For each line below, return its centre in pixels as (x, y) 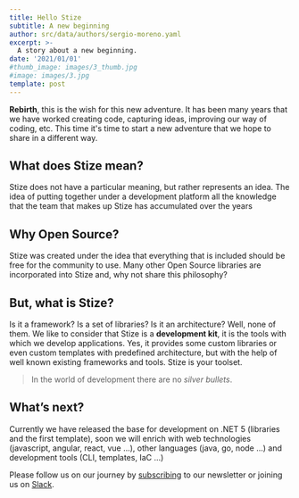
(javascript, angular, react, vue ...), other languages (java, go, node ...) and (146, 448)
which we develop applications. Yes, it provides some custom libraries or (143, 344)
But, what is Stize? (62, 303)
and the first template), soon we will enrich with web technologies (130, 438)
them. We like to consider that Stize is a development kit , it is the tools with (148, 334)
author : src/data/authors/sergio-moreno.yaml (95, 34)
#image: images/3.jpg (50, 76)
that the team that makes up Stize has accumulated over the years (131, 206)
